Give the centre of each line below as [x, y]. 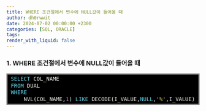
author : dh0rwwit [29, 18]
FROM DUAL [25, 86]
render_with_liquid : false [41, 40]
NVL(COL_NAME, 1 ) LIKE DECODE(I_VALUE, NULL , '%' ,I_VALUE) [109, 99]
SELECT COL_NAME [35, 79]
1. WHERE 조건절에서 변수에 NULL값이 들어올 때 [73, 63]
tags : [13, 35]
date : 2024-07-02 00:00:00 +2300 [49, 23]
